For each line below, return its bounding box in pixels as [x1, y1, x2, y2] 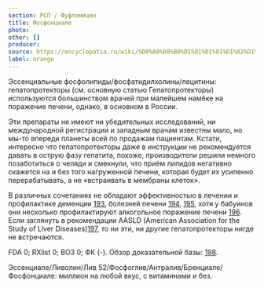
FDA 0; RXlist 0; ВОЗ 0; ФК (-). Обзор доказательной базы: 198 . [8, 247, 218, 257]
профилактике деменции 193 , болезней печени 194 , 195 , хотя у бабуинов [8, 199, 253, 208]
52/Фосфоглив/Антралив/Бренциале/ [97, 262, 223, 272]
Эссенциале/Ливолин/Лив [8, 262, 97, 272]
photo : [8, 26, 30, 34]
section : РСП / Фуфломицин [8, 11, 97, 20]
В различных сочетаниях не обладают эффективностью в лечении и [8, 190, 238, 200]
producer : [8, 41, 41, 49]
